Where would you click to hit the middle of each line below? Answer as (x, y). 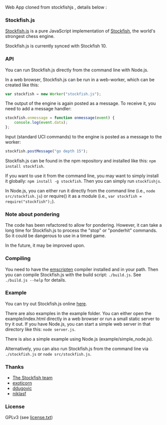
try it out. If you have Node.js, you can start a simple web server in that (78, 324)
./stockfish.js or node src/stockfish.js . (48, 354)
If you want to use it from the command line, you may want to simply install (82, 176)
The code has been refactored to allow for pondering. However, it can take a (83, 225)
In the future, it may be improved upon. (45, 245)
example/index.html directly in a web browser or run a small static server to (83, 319)
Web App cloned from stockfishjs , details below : (56, 7)
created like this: (22, 85)
